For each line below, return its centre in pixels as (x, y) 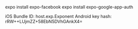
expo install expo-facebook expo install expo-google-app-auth (69, 7)
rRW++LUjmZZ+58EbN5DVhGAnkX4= (44, 22)
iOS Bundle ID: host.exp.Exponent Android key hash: (59, 16)
